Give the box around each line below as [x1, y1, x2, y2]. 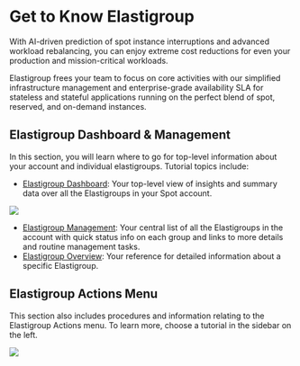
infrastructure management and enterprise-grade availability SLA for [9, 82, 264, 93]
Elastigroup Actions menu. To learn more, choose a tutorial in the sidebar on [9, 319, 292, 330]
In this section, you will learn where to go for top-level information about [9, 151, 277, 162]
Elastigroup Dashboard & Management [9, 128, 232, 143]
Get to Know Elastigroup [9, 6, 195, 27]
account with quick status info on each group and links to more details [22, 231, 284, 242]
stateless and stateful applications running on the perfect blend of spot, [9, 92, 276, 103]
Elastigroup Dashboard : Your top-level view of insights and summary [22, 178, 277, 189]
